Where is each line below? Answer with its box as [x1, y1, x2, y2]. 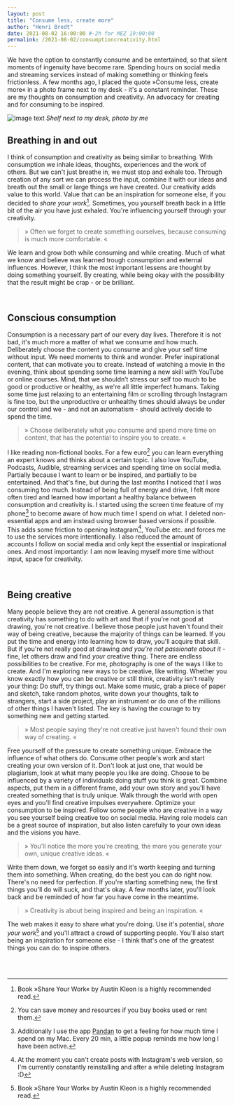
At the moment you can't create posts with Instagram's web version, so [17, 1055, 223, 1063]
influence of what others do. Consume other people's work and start [7, 754, 205, 762]
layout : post [7, 10, 45, 18]
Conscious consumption [7, 311, 117, 323]
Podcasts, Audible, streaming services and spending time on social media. [7, 464, 222, 472]
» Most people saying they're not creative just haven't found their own [24, 725, 227, 734]
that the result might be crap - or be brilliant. [7, 278, 135, 286]
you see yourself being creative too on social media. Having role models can [7, 814, 228, 822]
